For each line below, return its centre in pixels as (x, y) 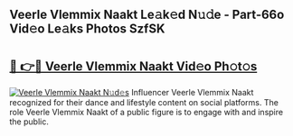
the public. (29, 122)
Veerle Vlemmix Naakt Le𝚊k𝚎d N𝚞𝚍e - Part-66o (147, 15)
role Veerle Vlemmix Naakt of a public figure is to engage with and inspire (146, 112)
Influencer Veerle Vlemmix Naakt (192, 92)
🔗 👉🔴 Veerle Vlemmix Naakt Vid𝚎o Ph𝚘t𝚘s (133, 66)
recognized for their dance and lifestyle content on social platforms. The (144, 102)
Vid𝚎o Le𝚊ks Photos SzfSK (87, 29)
